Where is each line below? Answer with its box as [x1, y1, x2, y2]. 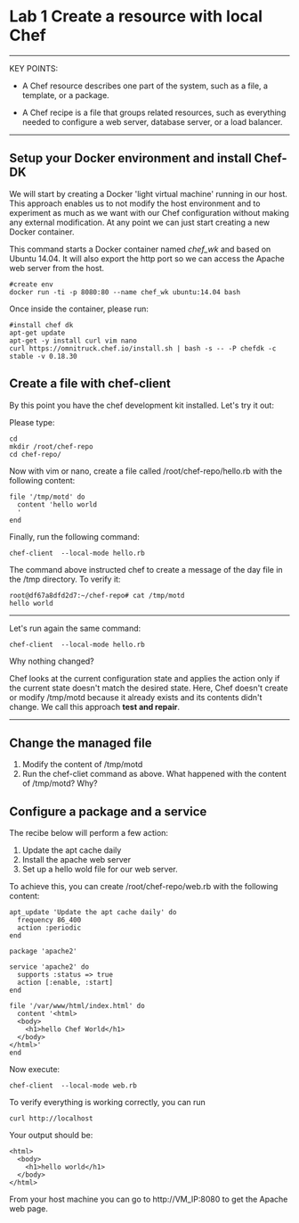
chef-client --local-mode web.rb [9, 1081, 138, 1090]
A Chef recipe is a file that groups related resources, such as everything [21, 107, 287, 118]
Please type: [9, 417, 55, 427]
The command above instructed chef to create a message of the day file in [9, 564, 283, 574]
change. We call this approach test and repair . [9, 701, 181, 712]
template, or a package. [21, 89, 109, 100]
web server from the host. [9, 262, 105, 273]
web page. [9, 1203, 49, 1214]
